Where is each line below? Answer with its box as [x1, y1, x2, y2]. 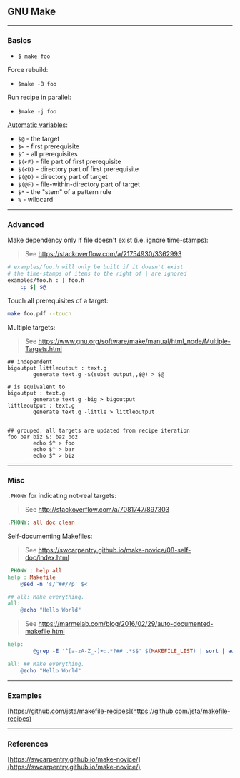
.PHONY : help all [7, 567, 62, 574]
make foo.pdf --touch [7, 310, 72, 317]
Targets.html [24, 344, 62, 353]
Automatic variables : [7, 121, 68, 129]
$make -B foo [17, 81, 57, 88]
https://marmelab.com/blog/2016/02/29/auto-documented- [38, 620, 214, 628]
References [7, 739, 49, 749]
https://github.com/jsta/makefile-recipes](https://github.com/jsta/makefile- [9, 707, 231, 715]
